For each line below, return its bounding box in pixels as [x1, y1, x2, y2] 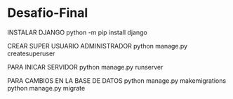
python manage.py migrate [7, 84, 86, 92]
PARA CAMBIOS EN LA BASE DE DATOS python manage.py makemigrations [7, 76, 227, 85]
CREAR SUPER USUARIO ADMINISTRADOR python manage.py [7, 41, 188, 50]
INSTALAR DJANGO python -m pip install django [7, 28, 147, 37]
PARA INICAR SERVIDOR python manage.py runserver [7, 62, 164, 71]
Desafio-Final [7, 5, 88, 21]
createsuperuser [7, 49, 55, 58]
